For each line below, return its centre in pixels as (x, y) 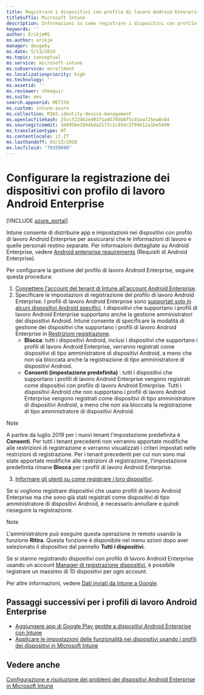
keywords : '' (23, 29)
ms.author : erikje (29, 40)
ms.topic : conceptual (34, 57)
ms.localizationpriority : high (46, 74)
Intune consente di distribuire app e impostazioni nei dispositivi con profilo (99, 232)
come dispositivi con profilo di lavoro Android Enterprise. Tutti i (103, 385)
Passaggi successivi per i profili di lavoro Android (102, 602)
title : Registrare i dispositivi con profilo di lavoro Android (89, 12)
